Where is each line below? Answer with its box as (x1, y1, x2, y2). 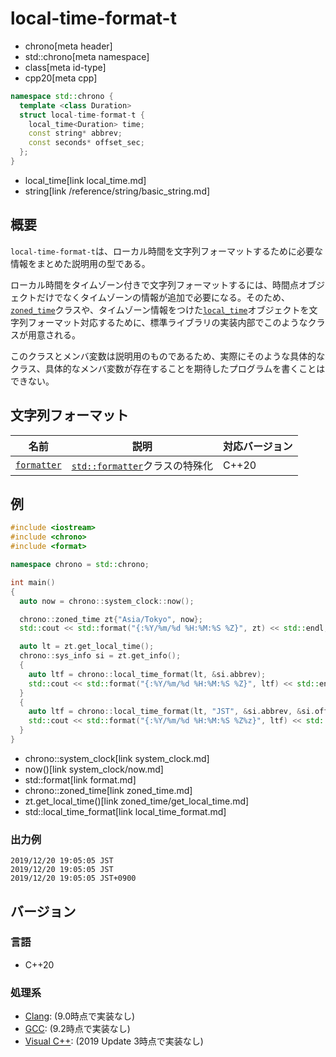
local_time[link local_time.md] (24, 174, 147, 186)
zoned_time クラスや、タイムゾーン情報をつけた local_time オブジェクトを (10, 303, 310, 316)
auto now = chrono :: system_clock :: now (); (19, 596, 195, 606)
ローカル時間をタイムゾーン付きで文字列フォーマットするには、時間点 (10, 278, 300, 291)
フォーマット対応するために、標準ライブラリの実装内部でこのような (27, 316, 308, 328)
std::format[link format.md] (24, 773, 137, 786)
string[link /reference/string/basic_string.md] (24, 185, 211, 197)
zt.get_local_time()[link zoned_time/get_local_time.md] (24, 795, 250, 807)
